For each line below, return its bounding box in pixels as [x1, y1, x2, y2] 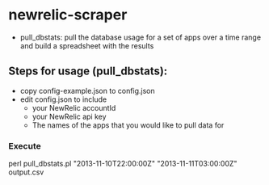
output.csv [8, 167, 44, 177]
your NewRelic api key [32, 111, 107, 121]
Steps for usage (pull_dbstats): [8, 65, 168, 78]
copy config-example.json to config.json [19, 86, 155, 95]
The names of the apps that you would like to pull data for [32, 120, 225, 130]
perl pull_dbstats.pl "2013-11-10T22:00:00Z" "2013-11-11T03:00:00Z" [8, 159, 237, 169]
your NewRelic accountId [32, 103, 116, 112]
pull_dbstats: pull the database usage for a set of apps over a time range [19, 32, 261, 42]
